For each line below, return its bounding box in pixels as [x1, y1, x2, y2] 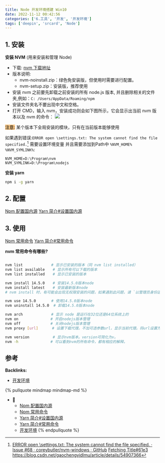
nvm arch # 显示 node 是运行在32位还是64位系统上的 [5, 312, 129, 317]
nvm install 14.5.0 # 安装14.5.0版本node [5, 281, 94, 286]
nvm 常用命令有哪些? [5, 249, 48, 255]
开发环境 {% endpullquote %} [19, 427, 80, 433]
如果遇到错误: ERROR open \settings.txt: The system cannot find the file [5, 135, 158, 141]
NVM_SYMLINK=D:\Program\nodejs [5, 160, 69, 165]
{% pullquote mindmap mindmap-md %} [5, 387, 87, 393]
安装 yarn [5, 170, 25, 175]
